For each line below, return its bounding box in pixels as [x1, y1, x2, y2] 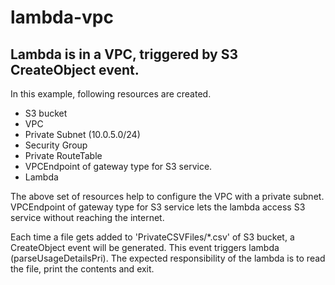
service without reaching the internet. [10, 212, 165, 223]
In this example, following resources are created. [10, 88, 212, 100]
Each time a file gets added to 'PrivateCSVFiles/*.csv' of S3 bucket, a [10, 231, 295, 243]
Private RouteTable [24, 150, 103, 161]
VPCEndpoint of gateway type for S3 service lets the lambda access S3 [10, 201, 306, 213]
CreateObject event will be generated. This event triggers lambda [10, 242, 280, 253]
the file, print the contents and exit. [10, 263, 155, 275]
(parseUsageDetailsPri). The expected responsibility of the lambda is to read [10, 252, 326, 264]
